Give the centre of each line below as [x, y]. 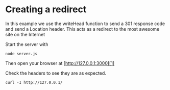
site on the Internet [25, 34]
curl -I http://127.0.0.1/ [34, 82]
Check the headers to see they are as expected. [56, 73]
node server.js [21, 54]
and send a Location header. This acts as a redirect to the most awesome [82, 29]
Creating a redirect [46, 9]
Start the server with [27, 44]
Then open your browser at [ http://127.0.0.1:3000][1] [60, 63]
